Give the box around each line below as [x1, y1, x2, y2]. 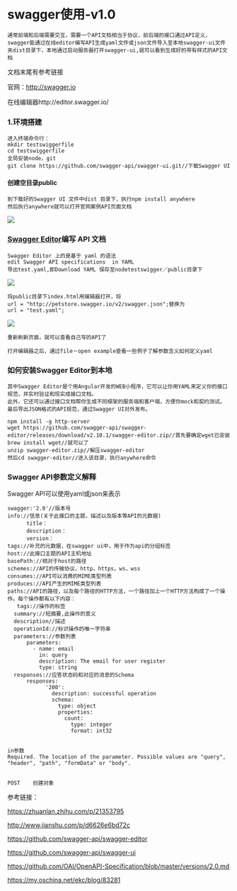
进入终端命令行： [7, 135, 50, 142]
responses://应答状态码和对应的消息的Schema [13, 671, 134, 679]
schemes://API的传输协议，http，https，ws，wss [7, 565, 141, 573]
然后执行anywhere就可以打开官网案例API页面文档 [7, 203, 132, 211]
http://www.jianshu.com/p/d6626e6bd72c [7, 821, 131, 829]
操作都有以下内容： [28, 595, 76, 603]
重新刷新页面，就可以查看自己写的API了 [7, 334, 107, 341]
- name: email [33, 646, 74, 653]
